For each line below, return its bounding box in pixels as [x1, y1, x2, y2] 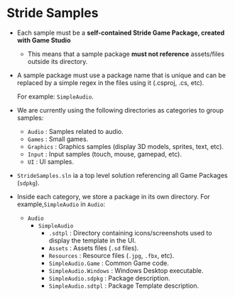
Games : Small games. [27, 135, 89, 143]
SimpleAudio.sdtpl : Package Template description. [48, 281, 200, 290]
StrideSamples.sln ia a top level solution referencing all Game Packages [16, 171, 228, 179]
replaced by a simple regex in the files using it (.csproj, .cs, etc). [16, 78, 204, 86]
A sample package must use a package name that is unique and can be [16, 71, 226, 79]
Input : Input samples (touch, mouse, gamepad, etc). [27, 150, 182, 158]
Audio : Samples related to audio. [27, 127, 124, 135]
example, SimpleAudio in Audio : [16, 200, 106, 208]
